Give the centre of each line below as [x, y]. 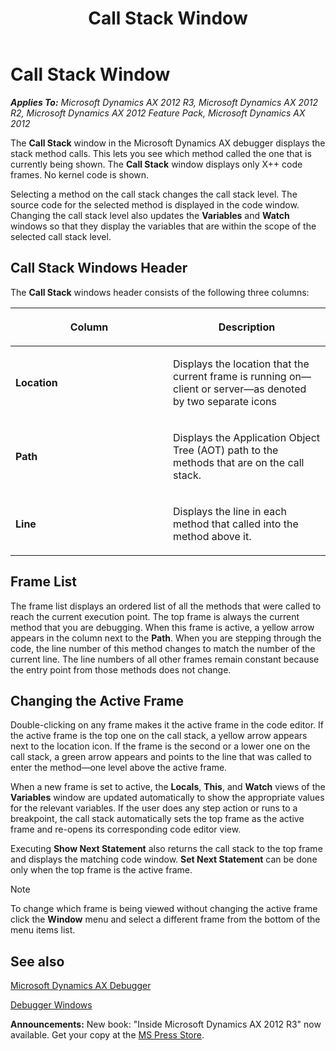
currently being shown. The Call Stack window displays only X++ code [156, 164]
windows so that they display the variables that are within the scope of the [163, 226]
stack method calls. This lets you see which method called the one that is [161, 153]
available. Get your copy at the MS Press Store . [107, 1035]
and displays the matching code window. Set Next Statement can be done [164, 859]
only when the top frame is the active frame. [101, 870]
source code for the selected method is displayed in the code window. [155, 204]
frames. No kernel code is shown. [80, 174]
